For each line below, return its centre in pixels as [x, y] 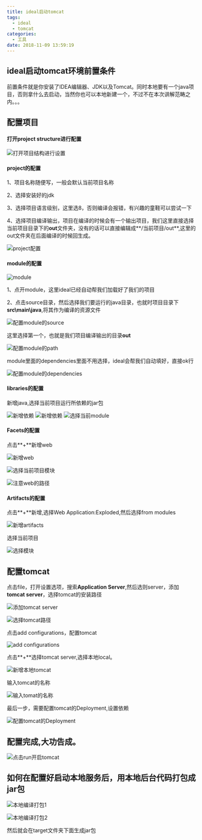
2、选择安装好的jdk [31, 195]
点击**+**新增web [30, 445]
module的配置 [25, 263]
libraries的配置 [25, 388]
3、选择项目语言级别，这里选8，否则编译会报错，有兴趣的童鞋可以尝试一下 [100, 208]
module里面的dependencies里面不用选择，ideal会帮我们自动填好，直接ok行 [100, 361]
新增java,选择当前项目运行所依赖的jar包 [55, 403]
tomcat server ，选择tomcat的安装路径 [55, 595]
